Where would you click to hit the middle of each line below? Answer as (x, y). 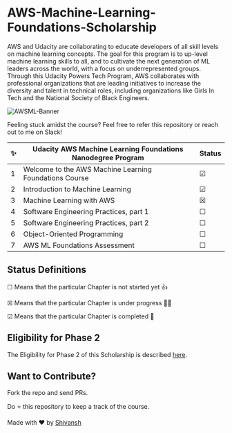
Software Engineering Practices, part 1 (86, 211)
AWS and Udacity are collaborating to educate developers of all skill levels (113, 46)
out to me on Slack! (35, 132)
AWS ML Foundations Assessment (79, 245)
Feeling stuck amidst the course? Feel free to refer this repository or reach (113, 124)
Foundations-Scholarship (82, 27)
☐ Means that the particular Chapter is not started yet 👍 (87, 287)
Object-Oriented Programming (73, 234)
